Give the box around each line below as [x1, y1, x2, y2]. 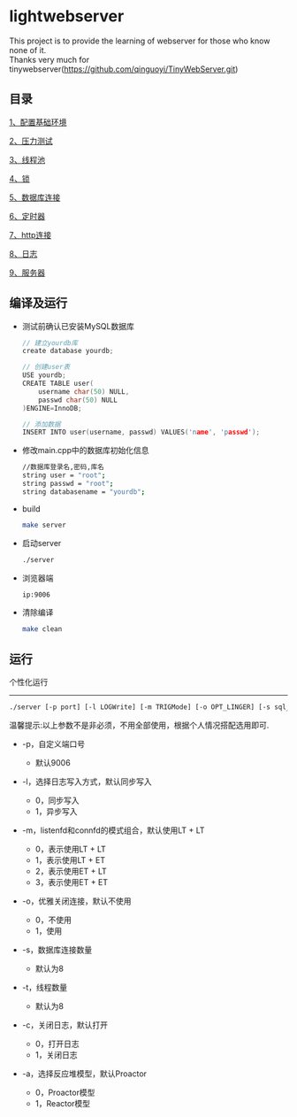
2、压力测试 [9, 135, 53, 146]
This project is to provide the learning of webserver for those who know [9, 35, 270, 46]
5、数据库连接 [9, 192, 61, 203]
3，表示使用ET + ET [34, 877, 109, 887]
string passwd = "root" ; [21, 480, 114, 489]
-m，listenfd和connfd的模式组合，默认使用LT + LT [21, 825, 205, 836]
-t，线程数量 [21, 982, 68, 992]
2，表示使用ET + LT [34, 866, 108, 876]
